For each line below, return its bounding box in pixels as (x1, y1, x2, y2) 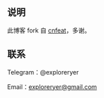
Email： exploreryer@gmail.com (7, 82, 97, 91)
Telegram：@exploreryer (7, 68, 79, 76)
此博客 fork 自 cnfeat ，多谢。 (7, 26, 91, 35)
